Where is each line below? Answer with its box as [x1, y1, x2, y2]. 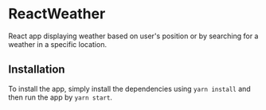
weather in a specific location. [8, 39, 108, 49]
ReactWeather [8, 5, 106, 23]
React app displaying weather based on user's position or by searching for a [8, 31, 259, 41]
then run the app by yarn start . [8, 92, 113, 102]
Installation [8, 63, 65, 77]
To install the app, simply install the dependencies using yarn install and [8, 84, 251, 93]
